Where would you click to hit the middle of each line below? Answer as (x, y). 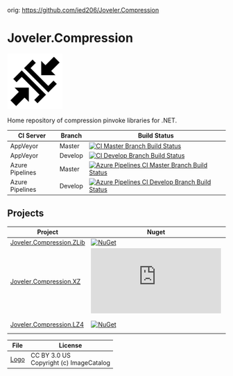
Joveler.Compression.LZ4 (47, 324)
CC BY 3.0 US (51, 355)
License (70, 345)
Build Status (156, 136)
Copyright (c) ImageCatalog (71, 363)
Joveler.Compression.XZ (45, 281)
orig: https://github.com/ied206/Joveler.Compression (83, 10)
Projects (26, 214)
